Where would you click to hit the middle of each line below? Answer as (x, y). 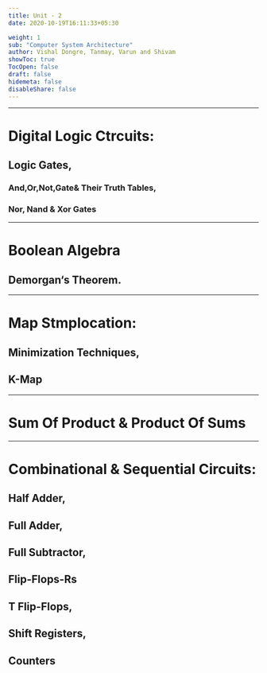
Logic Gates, (40, 165)
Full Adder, (36, 525)
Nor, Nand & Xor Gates (52, 209)
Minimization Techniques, (74, 352)
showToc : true (32, 60)
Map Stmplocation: (72, 323)
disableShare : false (43, 89)
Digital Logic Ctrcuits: (81, 136)
